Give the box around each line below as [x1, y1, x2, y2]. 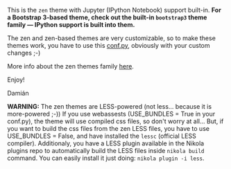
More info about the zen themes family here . [7, 62, 134, 70]
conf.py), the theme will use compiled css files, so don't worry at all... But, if [7, 117, 224, 125]
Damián [7, 89, 29, 97]
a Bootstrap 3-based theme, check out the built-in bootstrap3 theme [7, 13, 207, 21]
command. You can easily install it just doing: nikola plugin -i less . [7, 154, 205, 162]
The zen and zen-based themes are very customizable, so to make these [7, 34, 216, 42]
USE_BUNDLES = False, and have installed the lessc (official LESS [7, 132, 196, 140]
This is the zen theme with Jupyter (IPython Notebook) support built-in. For [7, 6, 222, 14]
